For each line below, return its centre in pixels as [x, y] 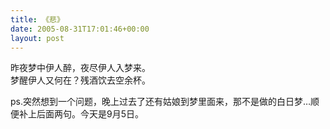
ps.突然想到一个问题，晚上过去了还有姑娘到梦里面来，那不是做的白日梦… [161, 102]
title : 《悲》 [37, 19]
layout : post [37, 38]
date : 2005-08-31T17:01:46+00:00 [80, 29]
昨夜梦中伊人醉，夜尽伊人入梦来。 [80, 68]
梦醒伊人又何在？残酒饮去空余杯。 [80, 80]
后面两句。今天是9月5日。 [90, 114]
